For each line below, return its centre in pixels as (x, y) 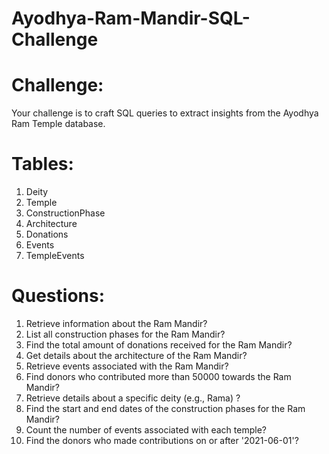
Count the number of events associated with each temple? (146, 430)
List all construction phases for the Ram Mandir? (125, 334)
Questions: (58, 296)
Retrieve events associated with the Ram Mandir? (127, 366)
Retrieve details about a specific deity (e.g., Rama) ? (133, 398)
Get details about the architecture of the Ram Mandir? (136, 355)
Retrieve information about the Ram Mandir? (116, 323)
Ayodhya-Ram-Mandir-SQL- (131, 18)
